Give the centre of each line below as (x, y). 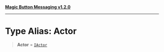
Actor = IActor (32, 44)
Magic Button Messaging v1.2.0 (38, 7)
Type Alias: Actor (41, 31)
